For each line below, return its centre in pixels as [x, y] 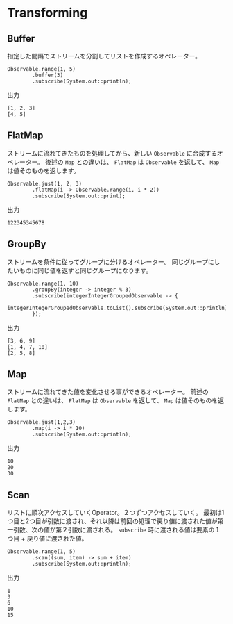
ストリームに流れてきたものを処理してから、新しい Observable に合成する [112, 153]
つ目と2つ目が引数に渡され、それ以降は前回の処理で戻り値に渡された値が [112, 521]
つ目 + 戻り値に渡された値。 [48, 539]
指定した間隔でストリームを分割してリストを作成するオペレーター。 [104, 56]
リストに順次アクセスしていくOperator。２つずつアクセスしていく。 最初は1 [116, 513]
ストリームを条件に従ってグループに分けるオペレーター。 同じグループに [111, 261]
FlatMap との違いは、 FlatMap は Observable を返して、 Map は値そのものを [113, 400]
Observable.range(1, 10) [43, 284]
